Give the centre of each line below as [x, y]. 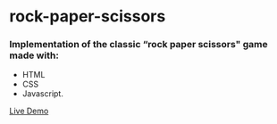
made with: [34, 55]
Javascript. [43, 94]
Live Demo [29, 111]
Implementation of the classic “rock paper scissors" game [138, 45]
